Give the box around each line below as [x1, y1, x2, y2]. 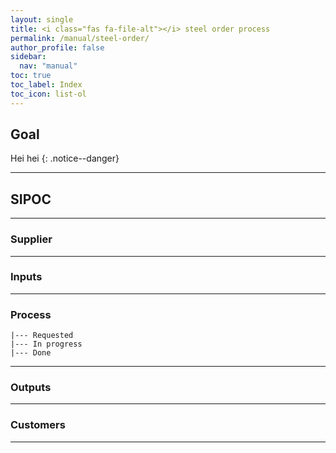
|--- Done [10, 348, 52, 358]
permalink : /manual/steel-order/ [10, 33, 150, 43]
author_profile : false [10, 42, 105, 53]
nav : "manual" [19, 61, 78, 71]
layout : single [10, 14, 74, 25]
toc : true [10, 71, 52, 81]
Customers [10, 418, 66, 432]
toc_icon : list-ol [10, 89, 87, 99]
